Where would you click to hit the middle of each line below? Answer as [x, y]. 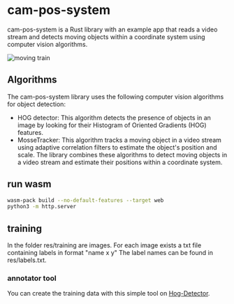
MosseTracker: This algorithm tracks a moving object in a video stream [119, 140]
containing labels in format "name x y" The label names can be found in [110, 253]
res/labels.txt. [27, 260]
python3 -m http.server [42, 207]
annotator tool [32, 278]
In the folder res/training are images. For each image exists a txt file [104, 245]
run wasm [29, 184]
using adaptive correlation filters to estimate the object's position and [117, 147]
